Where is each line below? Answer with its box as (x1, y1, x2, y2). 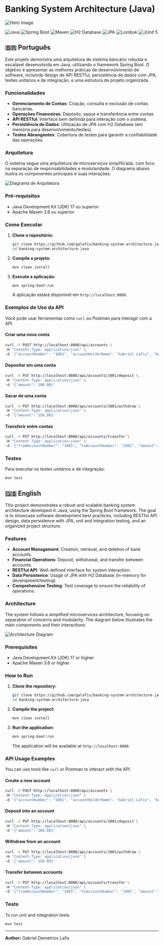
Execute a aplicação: (12, 274, 56, 279)
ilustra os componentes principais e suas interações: (5, 171, 111, 177)
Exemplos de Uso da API (5, 304, 64, 311)
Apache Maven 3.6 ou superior (12, 209, 75, 215)
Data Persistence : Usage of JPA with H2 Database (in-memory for (12, 572, 146, 578)
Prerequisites (5, 644, 38, 650)
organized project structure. (5, 523, 61, 529)
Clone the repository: (12, 683, 57, 689)
